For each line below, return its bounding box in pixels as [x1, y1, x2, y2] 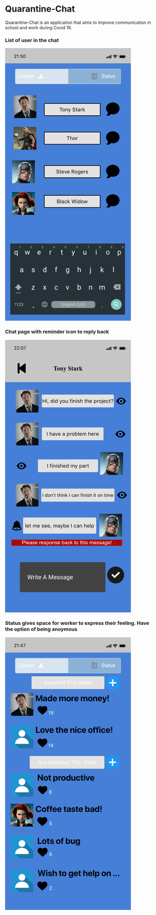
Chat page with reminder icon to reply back [5, 329, 109, 335]
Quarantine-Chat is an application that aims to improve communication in [5, 19, 152, 25]
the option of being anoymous [5, 626, 78, 633]
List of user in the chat [5, 37, 59, 43]
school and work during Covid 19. [5, 24, 72, 30]
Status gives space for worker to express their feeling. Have [5, 620, 150, 626]
